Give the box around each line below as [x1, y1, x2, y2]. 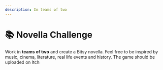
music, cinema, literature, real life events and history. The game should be [5, 54, 155, 60]
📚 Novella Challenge [5, 29, 93, 40]
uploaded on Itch [5, 59, 40, 65]
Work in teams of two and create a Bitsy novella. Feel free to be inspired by [5, 48, 159, 54]
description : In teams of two [5, 7, 67, 12]
